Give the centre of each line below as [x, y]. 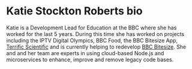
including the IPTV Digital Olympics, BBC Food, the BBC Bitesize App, [92, 40]
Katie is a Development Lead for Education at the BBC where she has [91, 28]
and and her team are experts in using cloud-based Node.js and [85, 53]
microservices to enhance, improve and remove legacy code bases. [90, 59]
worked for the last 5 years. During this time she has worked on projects [95, 34]
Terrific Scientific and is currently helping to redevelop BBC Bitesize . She [96, 47]
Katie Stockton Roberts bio [74, 11]
